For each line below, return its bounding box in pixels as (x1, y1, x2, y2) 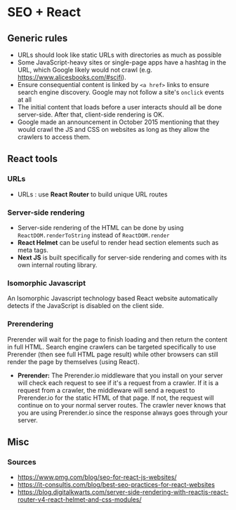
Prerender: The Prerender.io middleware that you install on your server (17, 371, 223, 380)
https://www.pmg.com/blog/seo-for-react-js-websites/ (17, 473, 177, 481)
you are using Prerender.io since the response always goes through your (17, 408, 228, 417)
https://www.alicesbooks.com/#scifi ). (17, 73, 126, 81)
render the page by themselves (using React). (7, 357, 140, 365)
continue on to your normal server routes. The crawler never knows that (17, 401, 226, 409)
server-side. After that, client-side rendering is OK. (17, 110, 164, 119)
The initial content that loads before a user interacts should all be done (17, 103, 223, 111)
